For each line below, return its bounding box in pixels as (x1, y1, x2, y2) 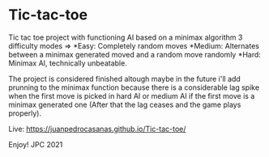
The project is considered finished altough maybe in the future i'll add (8, 74, 241, 83)
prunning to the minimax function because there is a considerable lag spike (8, 83, 260, 92)
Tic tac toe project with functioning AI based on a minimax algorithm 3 (8, 32, 243, 42)
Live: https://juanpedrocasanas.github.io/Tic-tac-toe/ (8, 124, 186, 134)
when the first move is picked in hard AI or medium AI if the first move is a (8, 91, 255, 100)
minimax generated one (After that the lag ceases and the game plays (8, 100, 241, 109)
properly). (8, 108, 42, 118)
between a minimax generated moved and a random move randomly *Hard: (8, 49, 262, 59)
